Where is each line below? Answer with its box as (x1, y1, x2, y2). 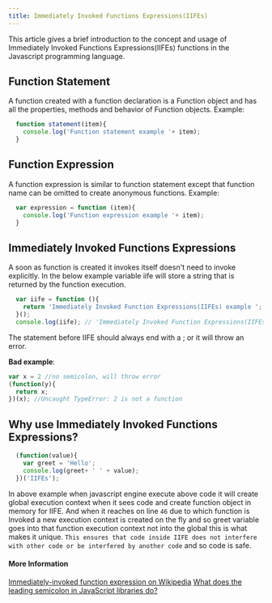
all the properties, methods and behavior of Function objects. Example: (8, 104, 245, 114)
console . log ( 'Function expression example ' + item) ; (23, 211, 205, 219)
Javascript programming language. (8, 51, 125, 61)
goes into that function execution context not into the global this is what (8, 523, 248, 533)
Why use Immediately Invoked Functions (8, 418, 219, 431)
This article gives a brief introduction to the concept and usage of (8, 34, 227, 44)
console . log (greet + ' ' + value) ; (23, 466, 139, 474)
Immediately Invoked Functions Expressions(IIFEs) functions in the (8, 42, 230, 53)
